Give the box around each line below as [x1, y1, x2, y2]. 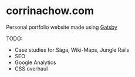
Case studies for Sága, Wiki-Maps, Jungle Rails [14, 46, 130, 53]
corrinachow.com [6, 4, 95, 18]
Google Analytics [14, 59, 56, 66]
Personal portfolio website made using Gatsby [6, 24, 117, 31]
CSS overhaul [14, 65, 48, 72]
